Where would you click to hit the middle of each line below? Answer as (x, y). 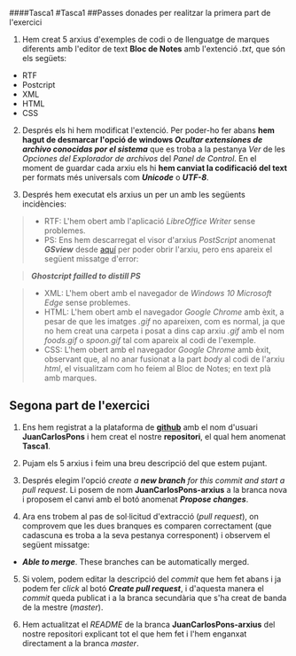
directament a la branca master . (80, 643)
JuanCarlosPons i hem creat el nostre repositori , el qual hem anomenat (154, 436)
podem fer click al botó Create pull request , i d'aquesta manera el (143, 588)
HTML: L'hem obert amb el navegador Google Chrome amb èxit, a (164, 312)
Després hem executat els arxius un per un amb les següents (133, 195)
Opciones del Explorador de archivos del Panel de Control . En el (139, 158)
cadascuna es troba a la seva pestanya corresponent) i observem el (146, 535)
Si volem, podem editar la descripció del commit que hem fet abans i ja (152, 579)
